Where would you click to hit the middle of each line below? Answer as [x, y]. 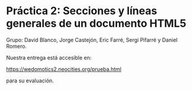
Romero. [17, 46]
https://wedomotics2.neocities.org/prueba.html [64, 69]
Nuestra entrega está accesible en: [49, 57]
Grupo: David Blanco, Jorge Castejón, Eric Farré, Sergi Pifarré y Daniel [92, 40]
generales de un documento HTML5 [96, 23]
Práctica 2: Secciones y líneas [82, 11]
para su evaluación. [30, 81]
